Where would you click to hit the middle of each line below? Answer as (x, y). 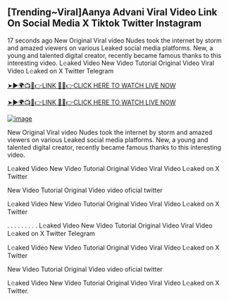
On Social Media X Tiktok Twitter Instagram (105, 24)
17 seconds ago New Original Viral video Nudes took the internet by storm (114, 40)
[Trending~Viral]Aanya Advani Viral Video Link (112, 12)
